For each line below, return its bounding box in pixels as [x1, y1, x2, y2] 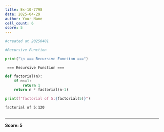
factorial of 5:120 [5, 105, 45, 110]
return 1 [22, 83, 41, 88]
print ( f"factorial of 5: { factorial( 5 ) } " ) [5, 96, 91, 101]
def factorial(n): [5, 74, 42, 79]
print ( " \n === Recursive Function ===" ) [5, 56, 89, 61]
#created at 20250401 [5, 39, 49, 44]
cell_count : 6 [5, 21, 34, 26]
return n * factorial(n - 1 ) [14, 88, 69, 92]
